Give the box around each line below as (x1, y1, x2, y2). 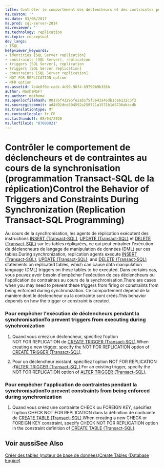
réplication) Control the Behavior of (5, 183, 149, 194)
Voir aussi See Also (5, 439, 63, 447)
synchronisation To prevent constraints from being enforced (5, 387, 150, 394)
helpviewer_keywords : (5, 48, 49, 53)
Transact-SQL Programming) (5, 214, 125, 225)
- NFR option (5, 80, 32, 85)
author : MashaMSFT (5, 89, 42, 94)
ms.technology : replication (5, 30, 62, 35)
